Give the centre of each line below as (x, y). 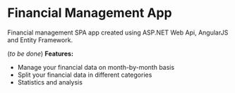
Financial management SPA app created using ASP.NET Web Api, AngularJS (118, 32)
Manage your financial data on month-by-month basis (96, 67)
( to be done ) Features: (41, 54)
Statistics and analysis (50, 82)
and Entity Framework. (40, 39)
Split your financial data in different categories (85, 75)
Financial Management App (90, 13)
